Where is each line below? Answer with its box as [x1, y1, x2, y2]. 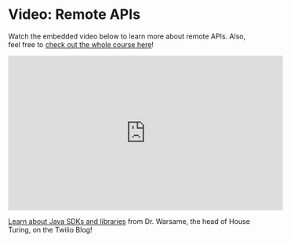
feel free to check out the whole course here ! [8, 39, 155, 49]
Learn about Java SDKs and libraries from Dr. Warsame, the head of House [8, 216, 251, 225]
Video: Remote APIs [8, 5, 141, 24]
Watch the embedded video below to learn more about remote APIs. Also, [8, 31, 246, 41]
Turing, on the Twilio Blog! [8, 225, 93, 234]
